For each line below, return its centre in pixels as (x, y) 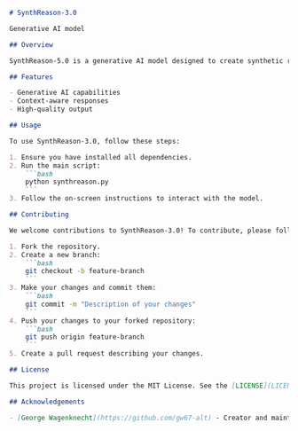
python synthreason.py (67, 182)
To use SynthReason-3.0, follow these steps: (94, 141)
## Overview (31, 44)
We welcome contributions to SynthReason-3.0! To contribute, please (141, 231)
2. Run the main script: (55, 165)
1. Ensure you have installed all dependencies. (101, 157)
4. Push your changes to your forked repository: (103, 321)
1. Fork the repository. (55, 247)
